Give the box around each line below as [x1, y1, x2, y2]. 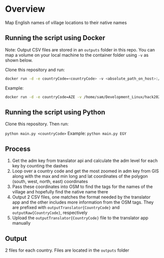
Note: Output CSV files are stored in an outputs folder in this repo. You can [5, 47, 155, 52]
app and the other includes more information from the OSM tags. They [12, 199, 154, 205]
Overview [5, 3, 45, 15]
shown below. [5, 57, 33, 63]
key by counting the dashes [12, 163, 68, 169]
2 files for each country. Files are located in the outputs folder [5, 247, 129, 253]
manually [12, 220, 31, 226]
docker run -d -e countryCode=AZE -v [5, 94, 82, 99]
